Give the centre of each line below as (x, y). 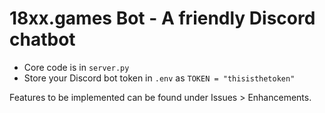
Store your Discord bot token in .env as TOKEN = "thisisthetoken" (159, 78)
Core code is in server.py (76, 67)
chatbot (42, 39)
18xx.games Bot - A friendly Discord (162, 18)
